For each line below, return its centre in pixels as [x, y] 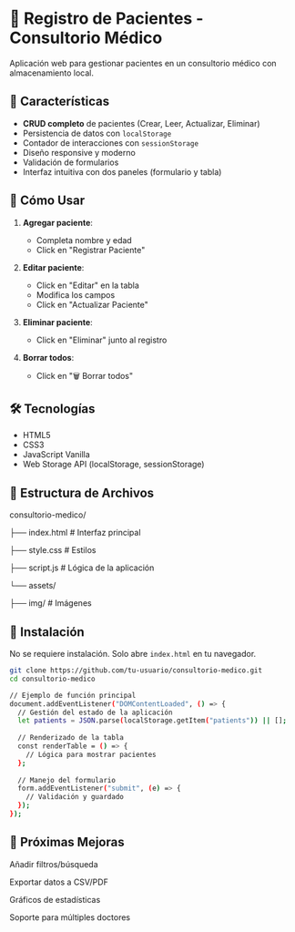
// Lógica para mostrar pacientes [91, 754]
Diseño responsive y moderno [79, 152]
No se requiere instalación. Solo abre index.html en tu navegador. [133, 654]
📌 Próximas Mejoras [67, 842]
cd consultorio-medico [52, 679]
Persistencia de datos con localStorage [97, 133]
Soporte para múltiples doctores [70, 917]
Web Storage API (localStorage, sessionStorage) [113, 465]
